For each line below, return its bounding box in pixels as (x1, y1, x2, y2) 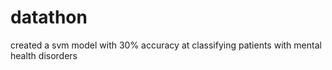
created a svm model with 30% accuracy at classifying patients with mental (10, 39, 322, 51)
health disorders (10, 49, 78, 61)
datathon (10, 6, 88, 29)
